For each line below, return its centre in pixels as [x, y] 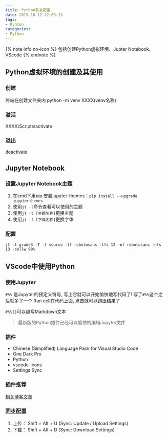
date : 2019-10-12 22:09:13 [34, 15]
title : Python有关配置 [28, 10]
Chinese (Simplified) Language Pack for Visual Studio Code [75, 348]
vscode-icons [27, 365]
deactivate [16, 152]
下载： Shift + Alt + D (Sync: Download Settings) [64, 430]
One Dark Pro [27, 354]
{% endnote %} [39, 55]
